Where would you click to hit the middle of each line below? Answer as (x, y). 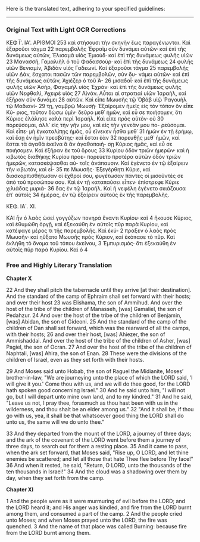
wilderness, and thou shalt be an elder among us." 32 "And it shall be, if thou (100, 409)
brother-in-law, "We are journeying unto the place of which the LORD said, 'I (99, 377)
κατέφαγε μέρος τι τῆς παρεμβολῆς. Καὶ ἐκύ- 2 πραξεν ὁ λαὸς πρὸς (91, 231)
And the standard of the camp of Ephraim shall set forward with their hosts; (99, 296)
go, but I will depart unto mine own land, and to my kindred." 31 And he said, (99, 396)
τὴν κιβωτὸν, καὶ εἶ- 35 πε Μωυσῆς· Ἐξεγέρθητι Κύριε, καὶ (78, 170)
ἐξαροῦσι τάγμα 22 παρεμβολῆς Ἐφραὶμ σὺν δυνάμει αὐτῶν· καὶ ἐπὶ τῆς (96, 49)
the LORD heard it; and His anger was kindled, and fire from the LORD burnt (99, 507)
